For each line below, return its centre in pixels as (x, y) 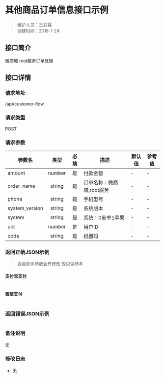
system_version (25, 208)
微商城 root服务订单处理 (29, 61)
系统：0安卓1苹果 (104, 218)
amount (16, 173)
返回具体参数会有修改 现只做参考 (50, 264)
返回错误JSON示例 (27, 313)
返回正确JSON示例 (27, 252)
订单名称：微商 (101, 183)
